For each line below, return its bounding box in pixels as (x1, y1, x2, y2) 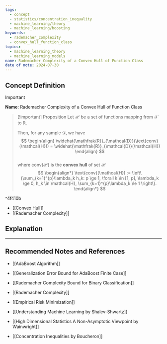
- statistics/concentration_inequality (9, 16, 92, 21)
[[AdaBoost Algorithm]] (12, 260, 61, 266)
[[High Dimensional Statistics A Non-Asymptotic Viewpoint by (12, 318, 139, 324)
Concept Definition (5, 81, 66, 89)
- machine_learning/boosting (9, 26, 70, 31)
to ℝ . (17, 120, 27, 126)
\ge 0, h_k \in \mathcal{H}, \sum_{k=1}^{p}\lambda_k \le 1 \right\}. (22, 180, 157, 186)
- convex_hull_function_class (9, 40, 72, 45)
